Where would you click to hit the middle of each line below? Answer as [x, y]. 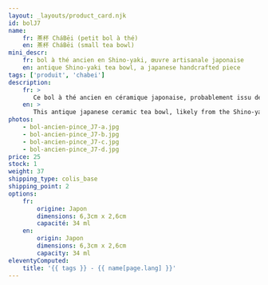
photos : [21, 120]
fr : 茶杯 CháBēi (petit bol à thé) [81, 38]
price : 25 [25, 156]
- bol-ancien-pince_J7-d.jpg [71, 149]
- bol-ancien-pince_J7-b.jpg [71, 134]
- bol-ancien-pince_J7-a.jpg [71, 127]
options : [23, 194]
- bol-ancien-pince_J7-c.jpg [71, 142]
